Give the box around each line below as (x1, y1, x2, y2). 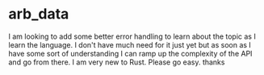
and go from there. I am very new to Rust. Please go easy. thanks (8, 57, 225, 67)
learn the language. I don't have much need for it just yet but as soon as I (8, 40, 252, 49)
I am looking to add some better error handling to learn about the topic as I (8, 31, 256, 41)
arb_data (8, 5, 69, 23)
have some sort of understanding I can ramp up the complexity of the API (8, 48, 253, 58)
